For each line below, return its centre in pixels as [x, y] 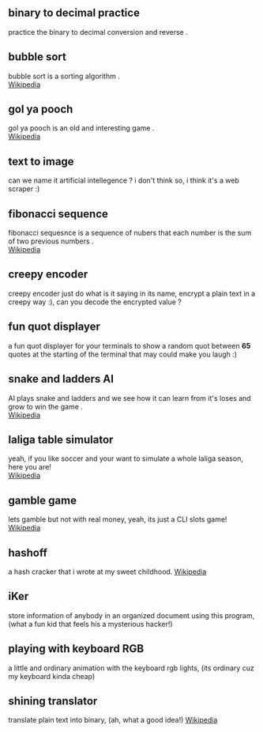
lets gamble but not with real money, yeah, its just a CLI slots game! [118, 519]
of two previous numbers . [51, 241]
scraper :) [24, 189]
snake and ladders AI [61, 379]
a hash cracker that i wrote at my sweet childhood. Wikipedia [107, 572]
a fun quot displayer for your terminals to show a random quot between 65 [130, 345]
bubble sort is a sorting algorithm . [64, 76]
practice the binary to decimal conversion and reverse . [98, 32]
